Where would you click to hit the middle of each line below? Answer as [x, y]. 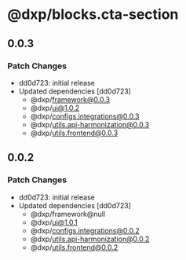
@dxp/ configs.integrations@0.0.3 [85, 116]
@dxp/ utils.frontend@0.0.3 [74, 133]
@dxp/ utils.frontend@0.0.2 [74, 247]
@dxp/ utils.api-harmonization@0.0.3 [90, 124]
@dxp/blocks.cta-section [93, 15]
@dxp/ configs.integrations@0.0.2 [85, 230]
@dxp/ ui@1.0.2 [55, 108]
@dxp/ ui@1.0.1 [54, 222]
